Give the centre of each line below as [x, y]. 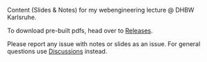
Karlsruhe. [22, 17]
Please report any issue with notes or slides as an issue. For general [104, 44]
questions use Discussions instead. [57, 51]
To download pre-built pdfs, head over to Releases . [80, 31]
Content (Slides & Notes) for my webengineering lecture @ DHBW [101, 10]
